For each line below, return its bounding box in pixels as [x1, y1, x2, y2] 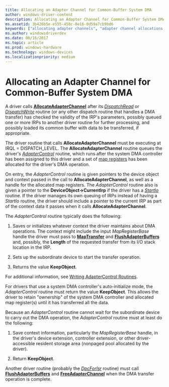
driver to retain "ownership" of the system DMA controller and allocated [5, 294, 154, 300]
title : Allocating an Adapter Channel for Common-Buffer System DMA [5, 7, 152, 13]
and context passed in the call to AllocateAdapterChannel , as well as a [5, 177, 153, 183]
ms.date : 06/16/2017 [5, 36, 49, 41]
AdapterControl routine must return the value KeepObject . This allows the [5, 289, 158, 295]
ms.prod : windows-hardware [5, 45, 62, 50]
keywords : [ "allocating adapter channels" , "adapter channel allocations [5, 26, 163, 31]
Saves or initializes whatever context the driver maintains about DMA [12, 223, 155, 229]
